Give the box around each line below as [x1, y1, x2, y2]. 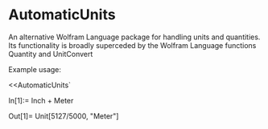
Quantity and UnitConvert [8, 49, 93, 58]
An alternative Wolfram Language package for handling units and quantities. [8, 32, 261, 42]
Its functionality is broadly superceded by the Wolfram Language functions [8, 40, 257, 50]
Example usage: [8, 64, 62, 74]
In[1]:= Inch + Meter [8, 95, 74, 105]
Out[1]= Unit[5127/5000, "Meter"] [8, 111, 119, 121]
